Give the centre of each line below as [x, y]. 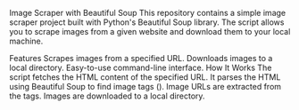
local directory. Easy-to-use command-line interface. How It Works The [141, 67]
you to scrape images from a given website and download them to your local [150, 31]
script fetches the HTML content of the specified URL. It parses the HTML [145, 77]
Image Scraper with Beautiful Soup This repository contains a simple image [148, 13]
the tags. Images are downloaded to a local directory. [107, 96]
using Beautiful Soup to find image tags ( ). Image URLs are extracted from [145, 86]
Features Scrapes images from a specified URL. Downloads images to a [141, 58]
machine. [26, 41]
